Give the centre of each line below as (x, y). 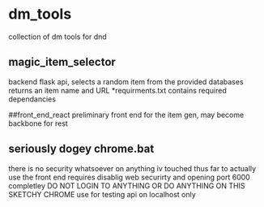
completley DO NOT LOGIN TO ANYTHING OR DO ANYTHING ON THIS (127, 185)
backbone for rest (38, 123)
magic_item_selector (62, 62)
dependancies (32, 99)
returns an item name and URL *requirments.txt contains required (117, 90)
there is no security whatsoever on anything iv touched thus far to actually (132, 168)
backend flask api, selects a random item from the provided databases (126, 81)
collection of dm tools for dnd (57, 37)
